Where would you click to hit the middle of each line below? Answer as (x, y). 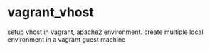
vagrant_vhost (51, 12)
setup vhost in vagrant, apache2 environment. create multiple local (106, 32)
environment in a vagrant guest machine (67, 39)
